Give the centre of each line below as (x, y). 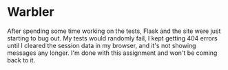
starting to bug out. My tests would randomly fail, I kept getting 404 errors (113, 38)
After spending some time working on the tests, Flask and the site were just (114, 31)
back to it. (21, 60)
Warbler (31, 12)
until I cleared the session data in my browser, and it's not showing (102, 45)
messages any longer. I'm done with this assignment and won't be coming (112, 53)
